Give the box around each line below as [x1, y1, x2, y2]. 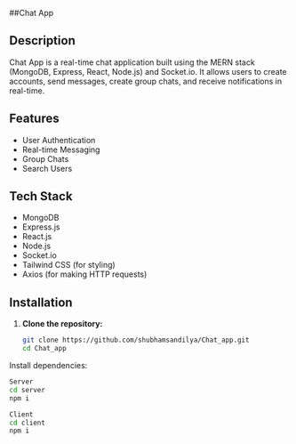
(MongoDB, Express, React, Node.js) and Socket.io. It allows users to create [9, 66, 287, 77]
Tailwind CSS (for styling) [21, 260, 116, 270]
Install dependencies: [9, 360, 88, 370]
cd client [9, 418, 46, 427]
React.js [21, 231, 52, 242]
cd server [9, 385, 46, 394]
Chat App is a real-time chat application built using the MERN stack [9, 57, 255, 68]
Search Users [21, 163, 73, 174]
